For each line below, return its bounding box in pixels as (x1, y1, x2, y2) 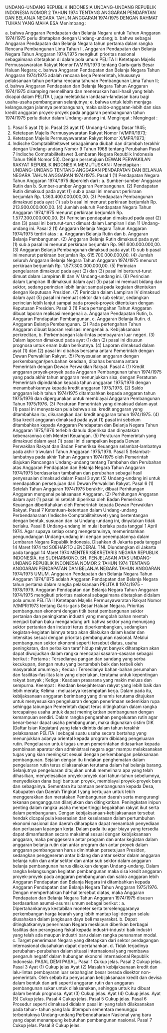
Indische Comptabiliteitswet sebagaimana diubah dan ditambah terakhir (12, 140, 160, 146)
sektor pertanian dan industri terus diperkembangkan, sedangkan (12, 624, 147, 629)
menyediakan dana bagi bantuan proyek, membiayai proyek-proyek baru (12, 778, 162, 784)
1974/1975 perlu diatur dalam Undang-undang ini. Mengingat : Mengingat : (5, 115, 158, 120)
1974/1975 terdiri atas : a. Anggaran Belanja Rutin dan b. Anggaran (12, 231, 149, 236)
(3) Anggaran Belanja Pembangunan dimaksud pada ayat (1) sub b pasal (12, 247, 161, 252)
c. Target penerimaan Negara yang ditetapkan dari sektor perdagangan (12, 937, 159, 943)
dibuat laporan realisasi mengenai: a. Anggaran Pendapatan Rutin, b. (12, 310, 154, 316)
